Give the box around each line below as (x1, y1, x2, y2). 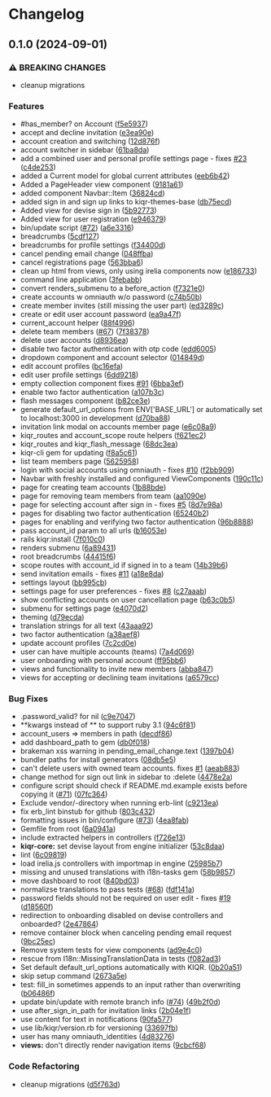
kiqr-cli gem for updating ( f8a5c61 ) (20, 448, 138, 458)
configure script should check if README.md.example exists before (20, 781, 248, 791)
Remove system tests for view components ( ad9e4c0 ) (20, 946, 203, 955)
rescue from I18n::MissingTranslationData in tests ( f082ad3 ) (20, 954, 221, 963)
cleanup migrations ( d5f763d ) (20, 1079, 120, 1089)
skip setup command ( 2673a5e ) (20, 971, 128, 981)
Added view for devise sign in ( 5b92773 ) (20, 205, 157, 216)
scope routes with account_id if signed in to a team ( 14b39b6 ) (20, 560, 229, 570)
